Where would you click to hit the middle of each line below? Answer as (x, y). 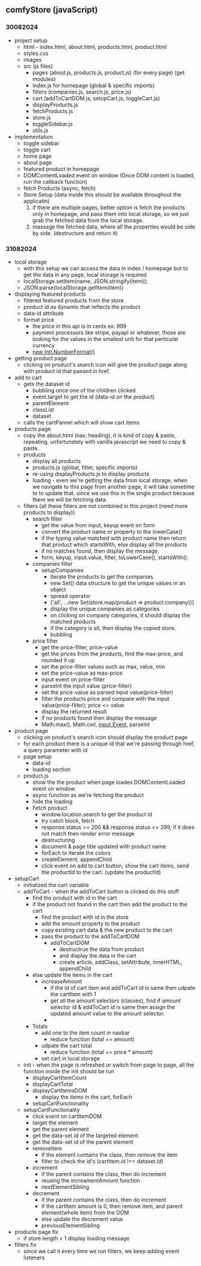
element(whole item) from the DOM (85, 1212)
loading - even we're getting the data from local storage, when (110, 480)
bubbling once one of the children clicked (84, 390)
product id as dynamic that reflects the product (82, 307)
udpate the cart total (66, 1045)
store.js (42, 117)
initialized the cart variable (56, 885)
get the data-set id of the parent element (83, 1141)
